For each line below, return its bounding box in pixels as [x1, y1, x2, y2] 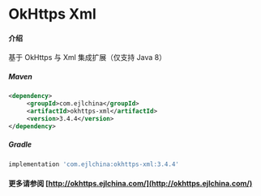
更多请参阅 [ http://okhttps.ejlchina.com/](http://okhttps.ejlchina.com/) [8, 179, 253, 189]
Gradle [8, 139, 32, 150]
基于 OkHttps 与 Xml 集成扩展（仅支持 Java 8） [8, 53, 166, 62]
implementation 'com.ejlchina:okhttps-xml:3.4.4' [8, 160, 180, 168]
